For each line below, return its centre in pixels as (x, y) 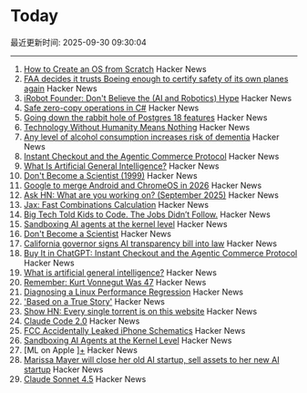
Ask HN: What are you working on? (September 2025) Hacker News (151, 195)
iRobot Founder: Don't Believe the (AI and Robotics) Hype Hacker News (158, 98)
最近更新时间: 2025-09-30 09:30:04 (78, 42)
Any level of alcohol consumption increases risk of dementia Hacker (151, 137)
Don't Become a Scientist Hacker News (97, 233)
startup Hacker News (63, 369)
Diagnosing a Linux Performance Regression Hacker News (133, 292)
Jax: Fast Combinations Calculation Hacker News (116, 204)
